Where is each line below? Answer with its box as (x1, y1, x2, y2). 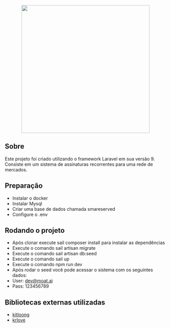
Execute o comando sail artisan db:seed (12, 251, 97, 257)
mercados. (5, 166, 28, 172)
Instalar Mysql (12, 200, 42, 207)
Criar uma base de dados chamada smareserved (12, 206, 116, 212)
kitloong (12, 312, 30, 318)
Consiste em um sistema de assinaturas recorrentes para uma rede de (5, 161, 153, 167)
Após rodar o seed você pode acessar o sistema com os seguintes (12, 267, 153, 273)
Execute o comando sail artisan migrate (12, 245, 96, 251)
